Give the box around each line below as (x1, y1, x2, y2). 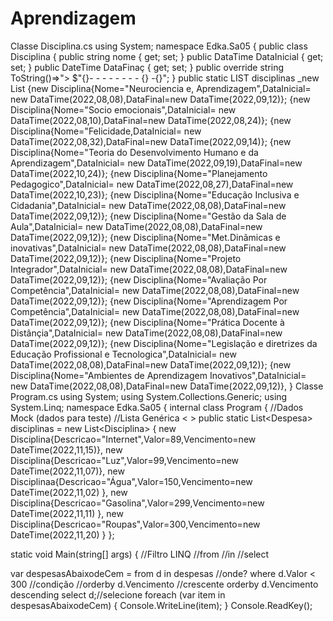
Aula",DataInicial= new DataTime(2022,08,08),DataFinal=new (10, 220, 263, 232)
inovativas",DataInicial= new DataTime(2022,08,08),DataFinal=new (10, 242, 287, 254)
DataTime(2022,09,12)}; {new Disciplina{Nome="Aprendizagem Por (10, 295, 288, 307)
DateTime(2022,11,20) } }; (10, 528, 115, 541)
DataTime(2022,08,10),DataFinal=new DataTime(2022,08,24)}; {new (10, 114, 292, 126)
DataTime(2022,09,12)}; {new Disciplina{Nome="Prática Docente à (10, 316, 285, 328)
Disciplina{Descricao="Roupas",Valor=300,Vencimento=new (10, 518, 261, 530)
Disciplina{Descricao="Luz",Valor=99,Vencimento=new (10, 454, 240, 466)
